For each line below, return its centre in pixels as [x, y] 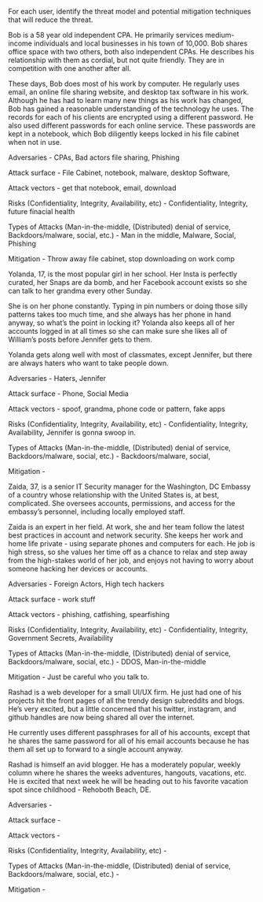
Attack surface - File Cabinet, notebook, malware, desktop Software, [119, 173]
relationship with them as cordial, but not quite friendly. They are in [117, 60]
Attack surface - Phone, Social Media [69, 394]
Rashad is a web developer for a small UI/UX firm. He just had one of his [125, 692]
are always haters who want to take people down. [88, 363]
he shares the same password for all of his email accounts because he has [129, 741]
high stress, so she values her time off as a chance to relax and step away [128, 552]
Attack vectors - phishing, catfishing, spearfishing [89, 614]
